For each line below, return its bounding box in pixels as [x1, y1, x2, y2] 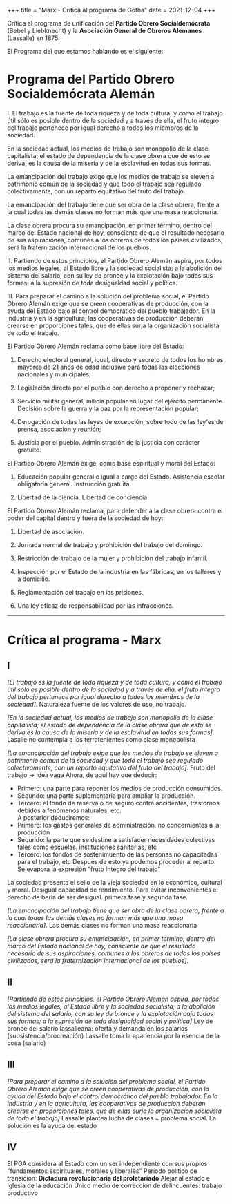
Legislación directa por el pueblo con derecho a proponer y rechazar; [17, 383, 215, 392]
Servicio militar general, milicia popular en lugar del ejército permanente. [17, 396, 224, 405]
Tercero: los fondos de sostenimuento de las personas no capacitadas [17, 850, 217, 859]
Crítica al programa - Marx [7, 632, 162, 648]
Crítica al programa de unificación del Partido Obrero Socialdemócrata [7, 19, 211, 27]
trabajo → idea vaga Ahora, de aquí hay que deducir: [7, 770, 157, 779]
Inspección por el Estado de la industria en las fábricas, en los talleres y [17, 567, 222, 575]
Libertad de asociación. [17, 527, 85, 535]
